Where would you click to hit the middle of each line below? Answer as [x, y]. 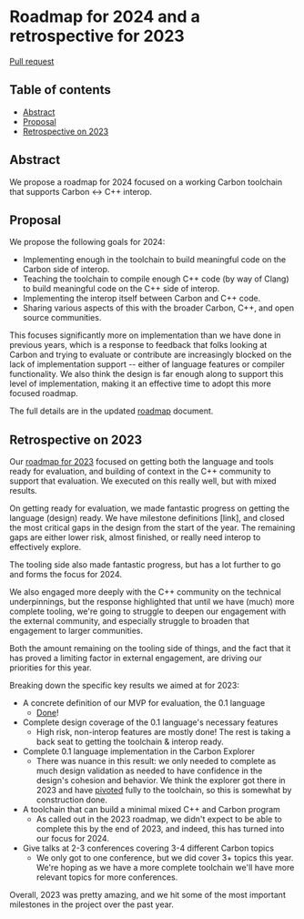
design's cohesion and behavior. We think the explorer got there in [161, 781]
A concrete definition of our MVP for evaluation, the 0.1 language [144, 703]
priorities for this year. [51, 668]
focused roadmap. [44, 393]
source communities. [62, 318]
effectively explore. [46, 547]
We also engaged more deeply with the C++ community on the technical [146, 592]
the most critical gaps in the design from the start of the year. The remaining [152, 528]
